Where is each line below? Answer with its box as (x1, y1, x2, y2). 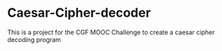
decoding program (7, 35, 61, 43)
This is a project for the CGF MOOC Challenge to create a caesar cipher (7, 28, 215, 36)
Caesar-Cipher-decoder (7, 5, 151, 21)
